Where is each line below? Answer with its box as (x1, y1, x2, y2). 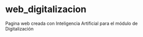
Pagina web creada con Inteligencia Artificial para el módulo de (5, 20, 138, 26)
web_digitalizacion (5, 4, 87, 15)
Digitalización (5, 25, 34, 31)
